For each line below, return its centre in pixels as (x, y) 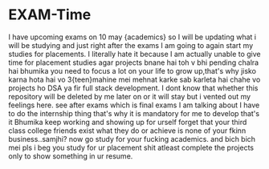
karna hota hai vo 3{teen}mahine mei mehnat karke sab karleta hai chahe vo (134, 79)
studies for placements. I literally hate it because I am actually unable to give (134, 54)
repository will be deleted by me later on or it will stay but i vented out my (130, 96)
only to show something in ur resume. (71, 156)
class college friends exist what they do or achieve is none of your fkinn (127, 131)
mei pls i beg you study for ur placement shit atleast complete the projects (131, 147)
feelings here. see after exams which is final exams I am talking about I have (134, 105)
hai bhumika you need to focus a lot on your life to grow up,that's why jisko (132, 70)
